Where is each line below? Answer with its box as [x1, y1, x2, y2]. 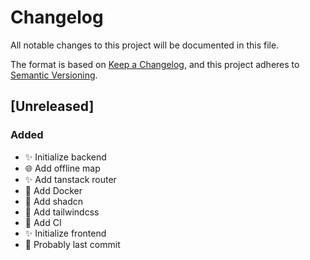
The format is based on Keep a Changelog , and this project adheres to [10, 58, 300, 70]
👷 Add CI [24, 216, 62, 228]
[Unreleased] [10, 98, 95, 115]
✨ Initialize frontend [24, 227, 107, 239]
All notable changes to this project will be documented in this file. [10, 39, 280, 51]
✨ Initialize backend [24, 151, 107, 163]
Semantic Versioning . [10, 69, 98, 81]
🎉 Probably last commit [24, 238, 121, 250]
